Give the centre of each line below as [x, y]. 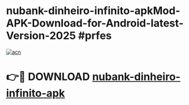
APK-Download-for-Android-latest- [95, 23]
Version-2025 [41, 36]
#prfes [95, 36]
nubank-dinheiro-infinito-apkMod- [93, 11]
